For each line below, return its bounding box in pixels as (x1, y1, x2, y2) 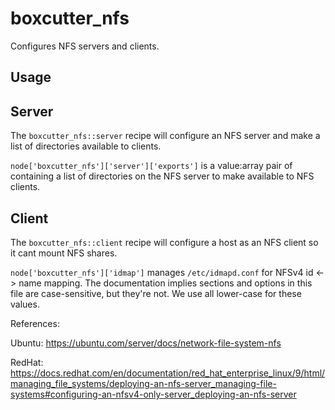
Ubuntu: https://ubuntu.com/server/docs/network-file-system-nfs (10, 337, 282, 349)
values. (10, 298, 40, 310)
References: (10, 317, 60, 329)
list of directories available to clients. (10, 140, 162, 152)
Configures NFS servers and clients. (10, 40, 160, 52)
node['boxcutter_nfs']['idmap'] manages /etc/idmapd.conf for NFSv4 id (10, 266, 314, 278)
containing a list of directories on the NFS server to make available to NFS (10, 170, 315, 182)
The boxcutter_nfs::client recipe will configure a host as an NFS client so (10, 236, 319, 248)
